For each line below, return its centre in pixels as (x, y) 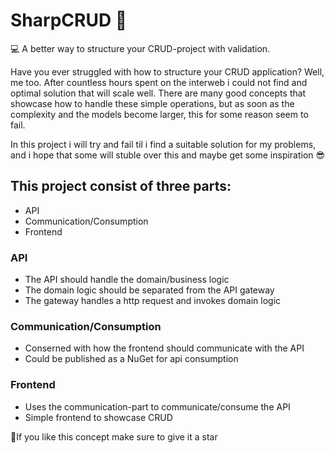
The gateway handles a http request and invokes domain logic (153, 301)
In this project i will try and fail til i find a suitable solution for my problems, (163, 144)
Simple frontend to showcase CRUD (98, 417)
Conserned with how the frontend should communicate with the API (164, 348)
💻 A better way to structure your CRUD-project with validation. (140, 48)
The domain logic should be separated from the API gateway (149, 290)
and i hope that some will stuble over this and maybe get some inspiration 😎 (168, 155)
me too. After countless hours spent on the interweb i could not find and (159, 82)
